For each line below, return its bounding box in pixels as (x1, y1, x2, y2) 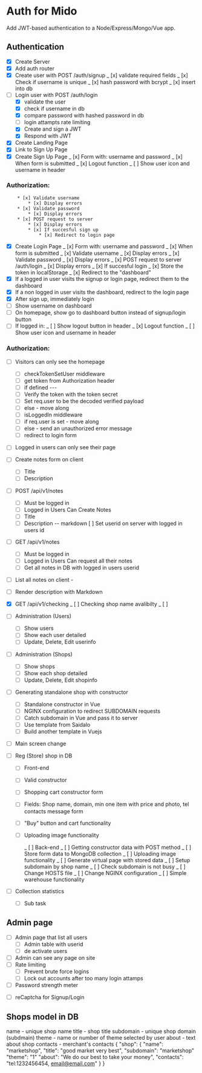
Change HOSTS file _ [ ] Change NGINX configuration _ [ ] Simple (24, 869, 187, 876)
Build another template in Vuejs (24, 728, 102, 735)
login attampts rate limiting (24, 119, 91, 126)
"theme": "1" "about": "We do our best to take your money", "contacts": (6, 1053, 184, 1060)
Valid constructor (24, 776, 67, 784)
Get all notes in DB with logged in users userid (24, 564, 140, 572)
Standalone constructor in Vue (24, 701, 100, 708)
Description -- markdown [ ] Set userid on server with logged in (24, 520, 183, 527)
